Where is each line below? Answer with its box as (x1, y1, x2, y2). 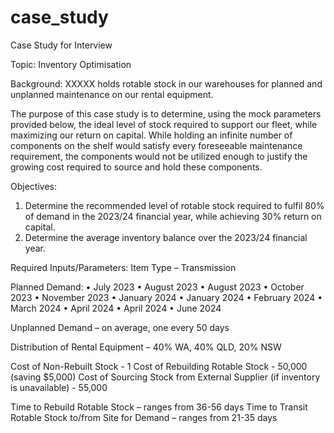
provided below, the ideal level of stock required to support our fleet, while (10, 118, 318, 130)
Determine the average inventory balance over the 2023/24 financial (24, 231, 308, 243)
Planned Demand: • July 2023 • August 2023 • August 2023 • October (10, 281, 305, 293)
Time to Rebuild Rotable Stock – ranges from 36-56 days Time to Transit (10, 401, 308, 413)
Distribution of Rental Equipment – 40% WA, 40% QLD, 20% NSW (10, 341, 282, 353)
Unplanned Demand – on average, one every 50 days (10, 321, 230, 333)
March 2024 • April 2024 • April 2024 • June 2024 (10, 302, 222, 314)
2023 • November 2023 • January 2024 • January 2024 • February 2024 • (10, 291, 323, 303)
